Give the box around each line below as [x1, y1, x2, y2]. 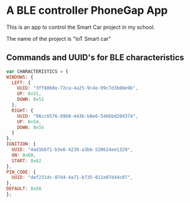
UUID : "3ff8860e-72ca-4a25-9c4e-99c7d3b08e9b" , [17, 85, 138, 91]
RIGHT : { [11, 108, 34, 114]
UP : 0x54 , [17, 118, 42, 125]
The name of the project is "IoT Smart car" [6, 35, 111, 42]
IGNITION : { [6, 141, 36, 147]
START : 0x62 [11, 157, 42, 164]
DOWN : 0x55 [17, 124, 44, 130]
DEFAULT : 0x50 [6, 186, 42, 192]
